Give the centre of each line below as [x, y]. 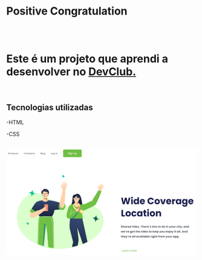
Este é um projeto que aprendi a [87, 59]
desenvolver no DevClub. [71, 72]
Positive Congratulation [67, 11]
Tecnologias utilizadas [50, 108]
